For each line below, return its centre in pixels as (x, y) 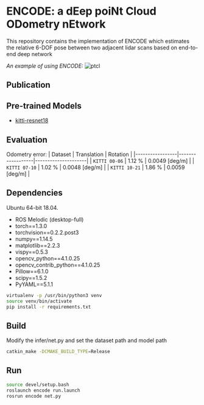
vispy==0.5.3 (32, 252)
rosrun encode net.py (34, 396)
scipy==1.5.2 (31, 278)
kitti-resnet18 (32, 121)
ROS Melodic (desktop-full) (49, 219)
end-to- (188, 48)
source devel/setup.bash (38, 385)
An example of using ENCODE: (45, 66)
